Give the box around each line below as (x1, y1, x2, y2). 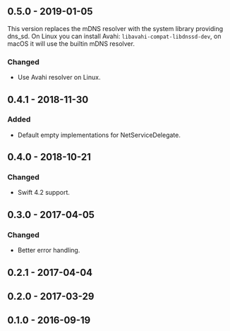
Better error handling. (17, 246, 80, 255)
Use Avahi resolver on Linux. (17, 73, 101, 82)
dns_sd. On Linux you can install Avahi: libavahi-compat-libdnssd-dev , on (7, 32, 222, 40)
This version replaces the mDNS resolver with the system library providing (7, 24, 224, 32)
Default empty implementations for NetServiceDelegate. (17, 131, 181, 139)
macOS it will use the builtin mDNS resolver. (7, 39, 135, 48)
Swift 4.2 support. (17, 188, 71, 197)
